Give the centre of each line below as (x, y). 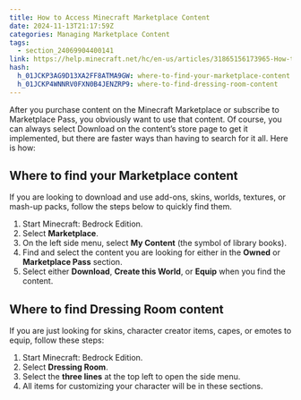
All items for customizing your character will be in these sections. (142, 387)
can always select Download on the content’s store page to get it (129, 128)
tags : (19, 43)
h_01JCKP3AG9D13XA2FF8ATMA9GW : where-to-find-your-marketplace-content (154, 76)
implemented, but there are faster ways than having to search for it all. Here (149, 138)
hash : (19, 68)
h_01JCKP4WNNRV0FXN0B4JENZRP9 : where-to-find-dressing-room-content (148, 84)
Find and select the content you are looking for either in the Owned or (151, 252)
